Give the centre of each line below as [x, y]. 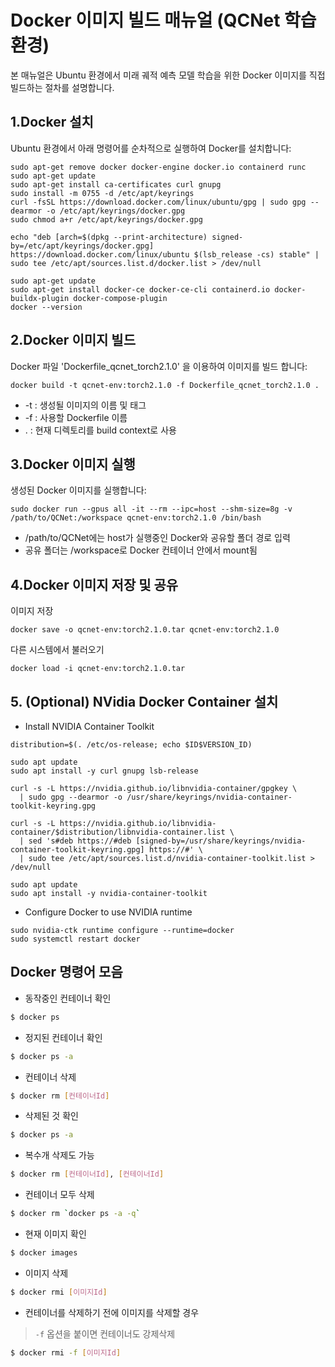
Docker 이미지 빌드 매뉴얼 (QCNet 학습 [163, 20]
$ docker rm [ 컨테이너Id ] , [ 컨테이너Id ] [87, 1174]
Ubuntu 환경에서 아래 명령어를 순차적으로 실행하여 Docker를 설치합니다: [151, 148]
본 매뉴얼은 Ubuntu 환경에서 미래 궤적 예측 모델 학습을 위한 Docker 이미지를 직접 [168, 75]
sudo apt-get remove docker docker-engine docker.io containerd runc [158, 167]
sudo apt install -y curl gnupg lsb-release [104, 771]
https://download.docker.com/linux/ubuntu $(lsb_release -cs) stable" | [165, 254]
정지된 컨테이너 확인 [63, 1037]
